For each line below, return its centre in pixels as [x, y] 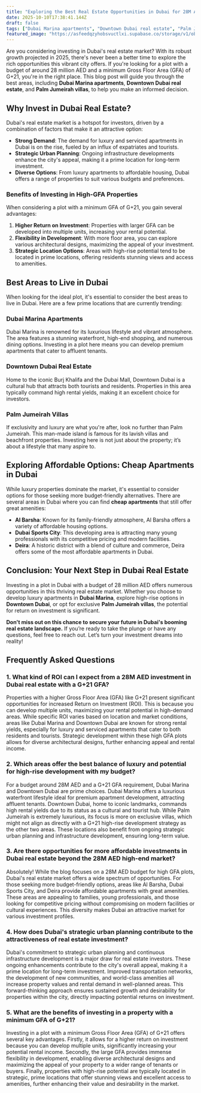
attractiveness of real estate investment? [67, 939]
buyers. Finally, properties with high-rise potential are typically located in [96, 1071]
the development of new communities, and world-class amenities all [90, 978]
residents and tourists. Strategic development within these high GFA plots [97, 736]
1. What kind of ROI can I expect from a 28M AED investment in [99, 677]
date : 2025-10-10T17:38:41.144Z [46, 17]
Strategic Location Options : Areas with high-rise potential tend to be [100, 251]
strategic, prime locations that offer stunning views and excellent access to [99, 1077]
